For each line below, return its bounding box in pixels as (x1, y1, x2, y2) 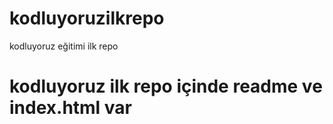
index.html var (9, 97, 133, 119)
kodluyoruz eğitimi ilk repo (9, 40, 119, 52)
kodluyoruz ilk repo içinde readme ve (9, 75, 323, 98)
